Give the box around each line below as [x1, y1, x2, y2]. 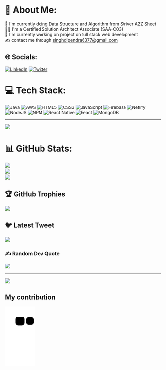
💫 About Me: [5, 4, 57, 16]
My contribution [5, 293, 56, 301]
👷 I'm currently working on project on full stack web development [5, 31, 138, 37]
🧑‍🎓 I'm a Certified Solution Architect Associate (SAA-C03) [5, 26, 124, 32]
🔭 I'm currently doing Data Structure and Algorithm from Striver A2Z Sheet [5, 21, 157, 27]
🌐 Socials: [5, 53, 38, 61]
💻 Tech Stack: [5, 84, 66, 96]
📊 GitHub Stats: [5, 143, 73, 154]
